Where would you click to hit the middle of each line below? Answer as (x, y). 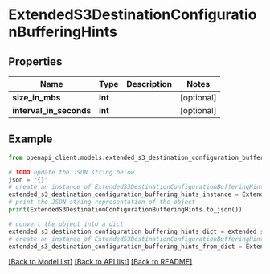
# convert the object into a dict (66, 224)
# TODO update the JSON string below (72, 172)
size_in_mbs (37, 98)
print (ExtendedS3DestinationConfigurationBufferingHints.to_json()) (125, 210)
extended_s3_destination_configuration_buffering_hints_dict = (117, 231)
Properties (35, 61)
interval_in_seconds (52, 110)
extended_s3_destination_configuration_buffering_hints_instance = (124, 194)
